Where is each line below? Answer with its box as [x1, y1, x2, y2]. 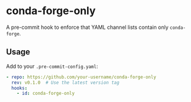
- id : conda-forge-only [16, 90, 75, 97]
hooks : [11, 85, 28, 91]
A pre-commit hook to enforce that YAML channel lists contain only [6, 24, 169, 31]
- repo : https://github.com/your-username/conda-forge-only [6, 74, 157, 80]
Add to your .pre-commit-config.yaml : [6, 62, 98, 70]
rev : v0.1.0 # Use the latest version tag [11, 80, 119, 85]
